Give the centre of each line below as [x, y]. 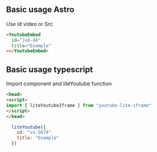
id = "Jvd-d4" [26, 40]
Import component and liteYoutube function [59, 84]
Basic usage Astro [40, 10]
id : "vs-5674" [34, 133]
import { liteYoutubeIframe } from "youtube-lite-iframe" [79, 105]
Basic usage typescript [50, 69]
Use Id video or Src [30, 24]
